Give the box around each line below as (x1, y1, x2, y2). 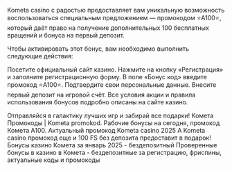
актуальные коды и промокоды (7, 156, 100, 164)
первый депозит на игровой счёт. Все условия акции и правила (7, 90, 196, 99)
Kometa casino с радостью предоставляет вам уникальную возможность (7, 6, 225, 14)
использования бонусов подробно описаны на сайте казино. (7, 98, 188, 106)
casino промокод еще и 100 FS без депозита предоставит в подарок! (7, 133, 211, 142)
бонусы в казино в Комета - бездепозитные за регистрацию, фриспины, (7, 149, 222, 156)
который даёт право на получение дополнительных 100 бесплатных (7, 24, 210, 32)
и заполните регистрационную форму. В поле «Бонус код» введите (7, 73, 208, 81)
